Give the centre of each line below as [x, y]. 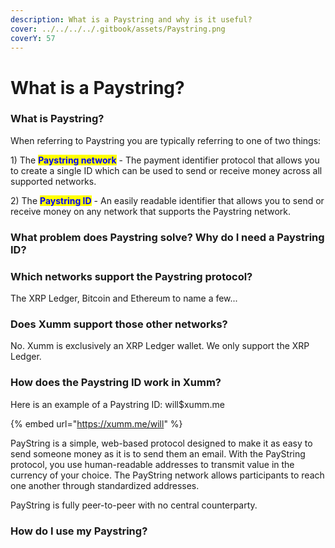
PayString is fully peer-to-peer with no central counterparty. [134, 505]
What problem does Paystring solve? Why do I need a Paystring [167, 237]
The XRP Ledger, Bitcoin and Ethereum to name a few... [124, 298]
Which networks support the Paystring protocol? [131, 276]
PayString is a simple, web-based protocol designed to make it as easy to [161, 443]
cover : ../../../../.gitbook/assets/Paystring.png [118, 29]
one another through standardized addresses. [105, 485]
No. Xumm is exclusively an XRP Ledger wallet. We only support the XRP [160, 346]
